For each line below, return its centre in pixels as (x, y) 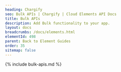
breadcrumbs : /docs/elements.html (40, 32)
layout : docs (18, 28)
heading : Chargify (24, 9)
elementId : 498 (20, 37)
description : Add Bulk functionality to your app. (58, 23)
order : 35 (15, 46)
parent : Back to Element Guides (38, 41)
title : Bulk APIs (23, 18)
